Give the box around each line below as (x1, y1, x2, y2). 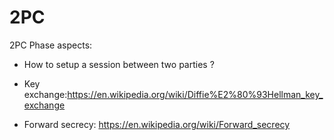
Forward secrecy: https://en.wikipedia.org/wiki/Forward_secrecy (23, 118, 291, 130)
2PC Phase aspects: (9, 39, 93, 51)
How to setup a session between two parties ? (23, 58, 215, 70)
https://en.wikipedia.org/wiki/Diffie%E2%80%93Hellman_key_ (67, 88, 324, 100)
